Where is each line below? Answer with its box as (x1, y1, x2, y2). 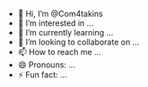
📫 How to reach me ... (17, 47, 101, 57)
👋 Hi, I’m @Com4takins (17, 9, 103, 19)
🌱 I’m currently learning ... (17, 28, 114, 37)
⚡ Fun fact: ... (17, 69, 67, 80)
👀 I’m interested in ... (17, 18, 94, 28)
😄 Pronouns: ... (17, 59, 76, 70)
